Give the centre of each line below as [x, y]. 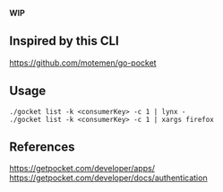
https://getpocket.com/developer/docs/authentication [108, 178]
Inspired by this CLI [64, 41]
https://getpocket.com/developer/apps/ [82, 169]
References [42, 147]
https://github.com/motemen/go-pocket [83, 63]
